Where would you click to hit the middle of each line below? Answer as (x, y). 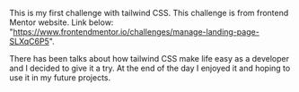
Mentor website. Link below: (62, 22)
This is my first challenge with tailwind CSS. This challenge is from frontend (149, 13)
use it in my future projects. (60, 78)
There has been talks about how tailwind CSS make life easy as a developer (149, 59)
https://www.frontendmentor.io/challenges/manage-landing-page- (136, 32)
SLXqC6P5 (29, 41)
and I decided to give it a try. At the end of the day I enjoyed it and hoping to (150, 68)
